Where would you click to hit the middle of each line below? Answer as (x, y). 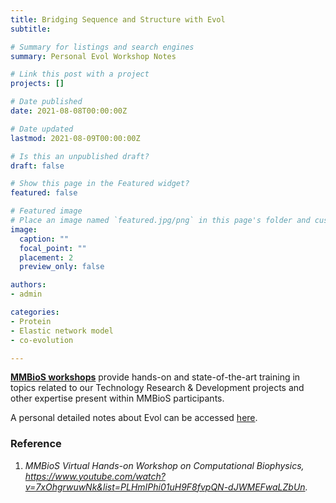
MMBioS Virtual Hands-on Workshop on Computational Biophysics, (164, 465)
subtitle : (31, 29)
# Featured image (46, 211)
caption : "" (44, 239)
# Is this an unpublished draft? (80, 156)
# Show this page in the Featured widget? (100, 184)
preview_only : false (62, 267)
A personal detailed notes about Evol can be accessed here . (134, 418)
